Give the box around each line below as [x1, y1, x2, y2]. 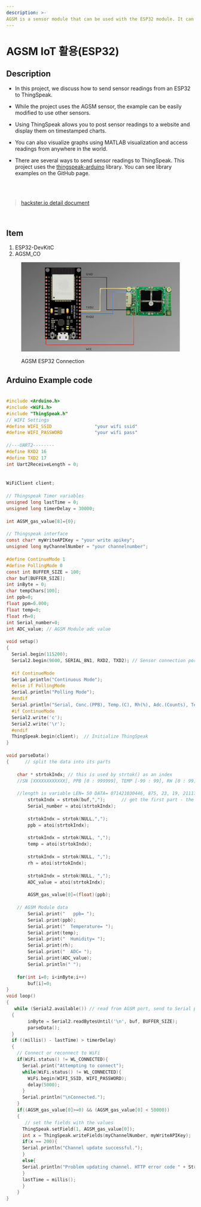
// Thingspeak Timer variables [6, 493, 84, 499]
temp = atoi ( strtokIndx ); [28, 841, 93, 847]
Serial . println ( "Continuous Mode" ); [11, 676, 103, 682]
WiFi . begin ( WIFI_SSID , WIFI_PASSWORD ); [28, 1075, 127, 1082]
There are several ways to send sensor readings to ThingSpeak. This [14, 157, 185, 164]
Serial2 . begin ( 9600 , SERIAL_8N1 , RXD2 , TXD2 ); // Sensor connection [11, 657, 186, 663]
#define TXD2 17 [6, 455, 47, 461]
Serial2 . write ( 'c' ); [11, 714, 63, 720]
